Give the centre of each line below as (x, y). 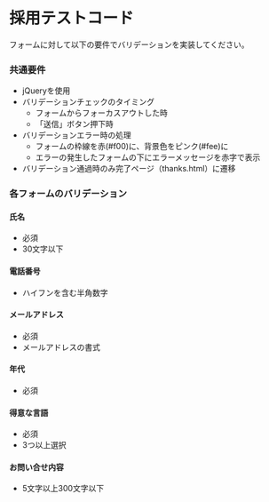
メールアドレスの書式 (61, 347)
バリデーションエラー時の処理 (76, 135)
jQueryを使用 (46, 91)
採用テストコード (72, 18)
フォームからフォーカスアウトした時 (102, 113)
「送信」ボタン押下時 (74, 124)
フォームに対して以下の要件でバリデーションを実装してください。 (130, 44)
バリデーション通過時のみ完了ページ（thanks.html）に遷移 (129, 169)
